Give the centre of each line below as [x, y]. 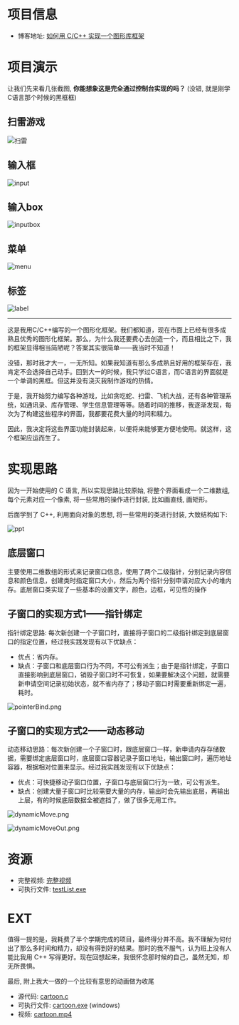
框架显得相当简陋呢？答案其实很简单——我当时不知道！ [94, 348]
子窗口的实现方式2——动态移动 [76, 731]
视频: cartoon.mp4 [45, 1014]
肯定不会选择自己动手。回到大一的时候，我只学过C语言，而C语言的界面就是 [118, 371]
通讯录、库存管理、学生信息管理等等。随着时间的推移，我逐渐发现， [126, 405]
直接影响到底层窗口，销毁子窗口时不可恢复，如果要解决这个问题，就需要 [123, 675]
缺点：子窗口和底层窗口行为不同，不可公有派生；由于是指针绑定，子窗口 [123, 665]
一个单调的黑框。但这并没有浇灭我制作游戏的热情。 [82, 380]
